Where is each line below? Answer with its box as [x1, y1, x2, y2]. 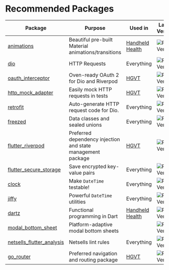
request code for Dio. [68, 106, 119, 114]
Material [68, 42, 89, 49]
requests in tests [68, 92, 108, 99]
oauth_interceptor [8, 74, 50, 81]
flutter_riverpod [8, 142, 45, 149]
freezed [8, 118, 26, 125]
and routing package [68, 256, 118, 263]
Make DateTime [68, 177, 104, 184]
